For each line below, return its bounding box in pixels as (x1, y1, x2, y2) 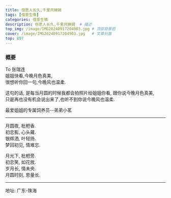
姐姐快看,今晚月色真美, (5, 72, 53, 79)
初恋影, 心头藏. (5, 129, 37, 135)
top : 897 (5, 36, 24, 41)
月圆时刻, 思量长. (5, 172, 41, 178)
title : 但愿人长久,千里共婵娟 (5, 7, 62, 13)
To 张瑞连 (5, 66, 25, 72)
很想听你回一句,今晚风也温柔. (5, 79, 66, 85)
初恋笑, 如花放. (5, 159, 37, 165)
